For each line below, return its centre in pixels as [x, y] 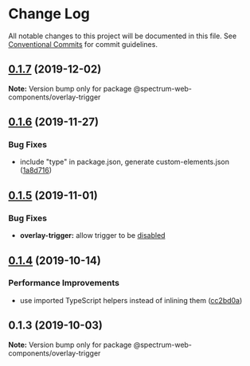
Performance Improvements [64, 283]
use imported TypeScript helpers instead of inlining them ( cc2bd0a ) [131, 300]
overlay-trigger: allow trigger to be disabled [92, 236]
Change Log [49, 14]
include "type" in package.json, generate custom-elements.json [124, 162]
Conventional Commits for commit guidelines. [83, 44]
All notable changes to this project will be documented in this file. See [123, 36]
